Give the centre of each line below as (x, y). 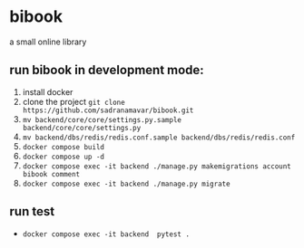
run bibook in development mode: (107, 70)
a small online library (48, 42)
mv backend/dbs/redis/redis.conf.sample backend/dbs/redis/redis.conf (159, 138)
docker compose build (63, 147)
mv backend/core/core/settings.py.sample (102, 119)
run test (32, 211)
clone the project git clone (74, 101)
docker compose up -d (63, 157)
